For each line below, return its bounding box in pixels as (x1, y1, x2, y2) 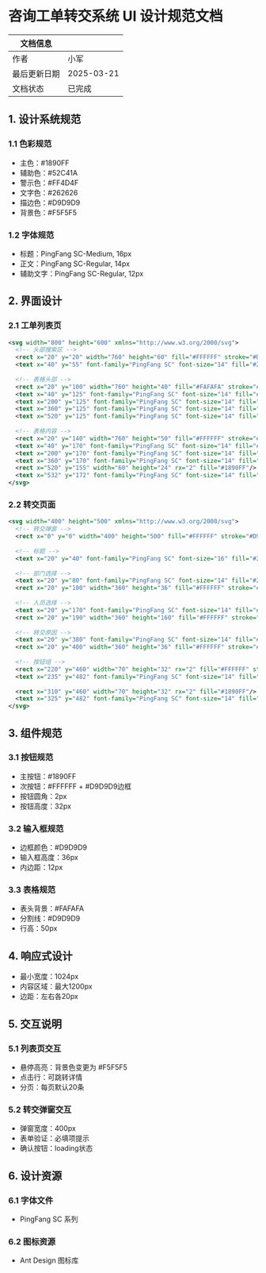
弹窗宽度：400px (19, 1124, 77, 1133)
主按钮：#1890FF (19, 771, 77, 781)
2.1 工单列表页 (8, 320, 62, 331)
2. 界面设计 (8, 295, 63, 308)
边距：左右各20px (19, 992, 79, 1001)
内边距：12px (19, 862, 63, 872)
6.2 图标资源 (8, 1236, 56, 1247)
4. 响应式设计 (8, 949, 73, 962)
